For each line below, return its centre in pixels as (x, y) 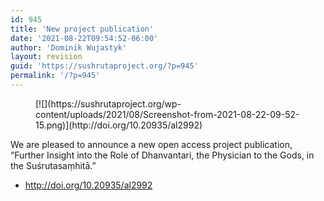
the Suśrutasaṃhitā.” (53, 165)
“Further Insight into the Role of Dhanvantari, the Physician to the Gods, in (162, 155)
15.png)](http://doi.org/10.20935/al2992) (119, 125)
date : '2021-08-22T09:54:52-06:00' (84, 38)
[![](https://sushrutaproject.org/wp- (108, 103)
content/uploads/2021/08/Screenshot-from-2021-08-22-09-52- (167, 114)
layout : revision (46, 57)
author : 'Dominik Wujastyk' (69, 47)
